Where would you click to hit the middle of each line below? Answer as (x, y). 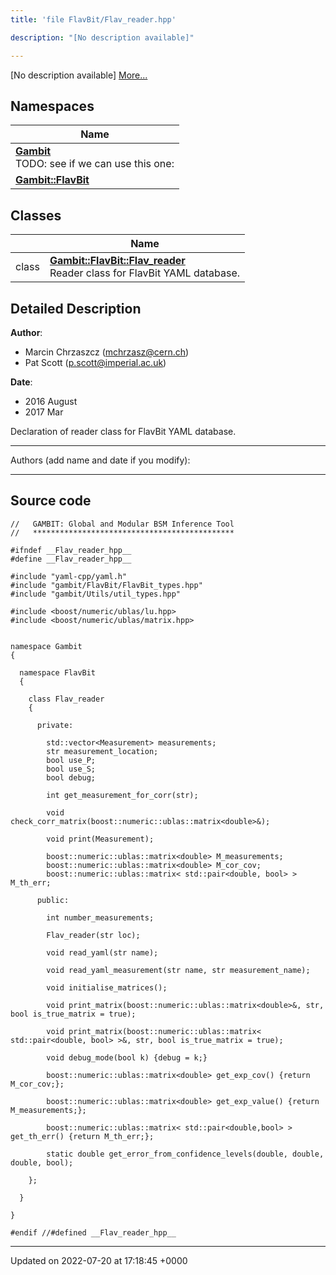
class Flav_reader (66, 699)
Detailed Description (76, 308)
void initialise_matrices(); (107, 987)
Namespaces (52, 106)
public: (53, 900)
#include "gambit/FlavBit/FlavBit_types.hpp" (106, 585)
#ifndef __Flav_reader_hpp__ (71, 550)
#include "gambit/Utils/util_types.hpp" (96, 594)
